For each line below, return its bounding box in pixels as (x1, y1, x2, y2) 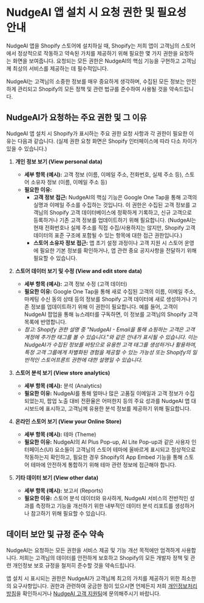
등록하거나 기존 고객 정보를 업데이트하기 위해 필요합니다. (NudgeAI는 (33, 216, 197, 224)
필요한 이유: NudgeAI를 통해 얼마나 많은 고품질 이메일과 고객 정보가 (24, 390, 184, 397)
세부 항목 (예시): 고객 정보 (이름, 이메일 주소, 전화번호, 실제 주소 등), (24, 171, 184, 178)
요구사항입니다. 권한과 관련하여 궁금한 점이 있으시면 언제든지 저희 (12, 582, 167, 590)
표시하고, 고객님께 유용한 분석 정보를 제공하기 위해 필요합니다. (45, 405, 191, 412)
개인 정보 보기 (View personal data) (15, 157, 103, 165)
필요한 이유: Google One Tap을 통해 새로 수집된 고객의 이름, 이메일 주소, (24, 288, 196, 295)
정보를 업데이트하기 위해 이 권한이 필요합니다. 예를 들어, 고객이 (30, 303, 178, 310)
